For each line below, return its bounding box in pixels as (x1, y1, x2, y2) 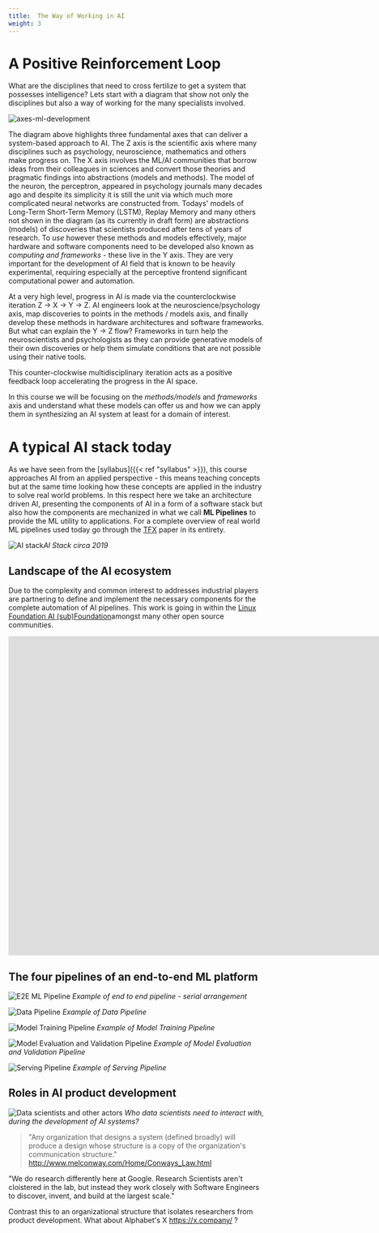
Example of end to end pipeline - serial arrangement (72, 991, 247, 1001)
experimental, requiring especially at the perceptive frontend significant (8, 268, 248, 277)
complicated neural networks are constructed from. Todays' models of (8, 199, 245, 208)
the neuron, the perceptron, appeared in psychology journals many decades (8, 182, 263, 191)
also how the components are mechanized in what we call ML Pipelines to (8, 507, 257, 517)
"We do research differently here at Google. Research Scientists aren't (8, 1173, 243, 1184)
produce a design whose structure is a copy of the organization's (28, 1141, 246, 1150)
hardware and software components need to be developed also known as (8, 242, 254, 251)
